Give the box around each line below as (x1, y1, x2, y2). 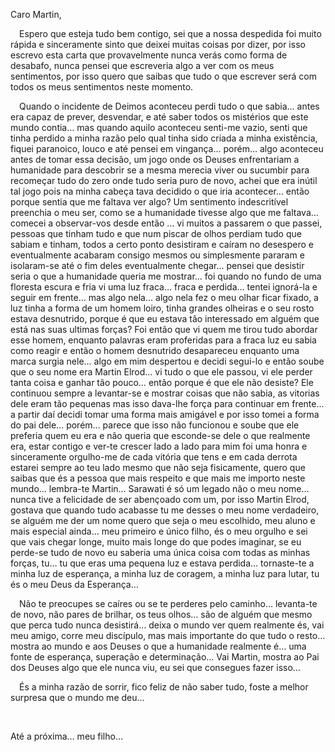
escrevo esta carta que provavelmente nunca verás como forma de (10, 49, 288, 61)
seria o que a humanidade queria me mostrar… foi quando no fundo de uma (10, 270, 322, 282)
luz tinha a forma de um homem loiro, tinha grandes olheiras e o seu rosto (10, 302, 315, 314)
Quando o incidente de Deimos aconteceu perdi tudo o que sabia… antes (19, 100, 320, 112)
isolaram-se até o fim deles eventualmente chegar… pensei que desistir (10, 260, 305, 271)
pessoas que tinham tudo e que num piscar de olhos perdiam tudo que (10, 228, 302, 239)
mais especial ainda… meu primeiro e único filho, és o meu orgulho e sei (10, 525, 308, 537)
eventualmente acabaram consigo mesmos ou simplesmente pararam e (10, 249, 305, 261)
